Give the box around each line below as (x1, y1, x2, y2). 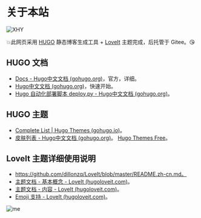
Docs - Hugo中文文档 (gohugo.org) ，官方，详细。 (15, 75, 140, 82)
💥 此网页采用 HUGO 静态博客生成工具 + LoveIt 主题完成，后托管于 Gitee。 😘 (6, 38, 196, 45)
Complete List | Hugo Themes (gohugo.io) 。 (15, 126, 126, 133)
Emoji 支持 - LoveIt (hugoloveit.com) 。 (15, 193, 111, 200)
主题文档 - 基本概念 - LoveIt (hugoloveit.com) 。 (15, 178, 133, 185)
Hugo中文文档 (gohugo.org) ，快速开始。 (15, 82, 117, 89)
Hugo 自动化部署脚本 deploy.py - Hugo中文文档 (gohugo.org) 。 (15, 90, 174, 97)
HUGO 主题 (6, 109, 48, 120)
